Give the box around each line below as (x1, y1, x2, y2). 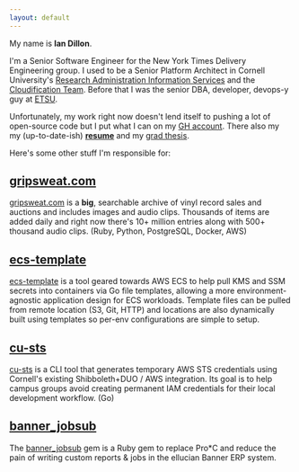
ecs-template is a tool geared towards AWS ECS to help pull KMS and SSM (9, 276, 286, 287)
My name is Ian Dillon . (9, 38, 92, 49)
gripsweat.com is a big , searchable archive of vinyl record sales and (9, 197, 262, 208)
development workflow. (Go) (9, 393, 115, 404)
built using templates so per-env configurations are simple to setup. (9, 314, 260, 325)
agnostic (9, 295, 42, 306)
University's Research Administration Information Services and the (9, 74, 256, 85)
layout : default (9, 13, 70, 22)
